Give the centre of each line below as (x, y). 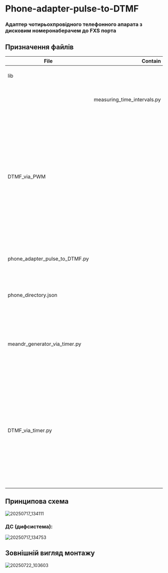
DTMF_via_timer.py (30, 430)
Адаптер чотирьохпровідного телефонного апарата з (74, 25)
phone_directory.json (32, 295)
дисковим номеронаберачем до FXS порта (61, 31)
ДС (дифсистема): (29, 526)
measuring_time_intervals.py (127, 99)
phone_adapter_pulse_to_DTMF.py (48, 259)
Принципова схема (37, 502)
